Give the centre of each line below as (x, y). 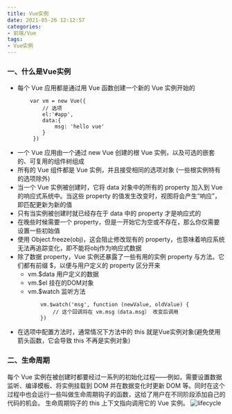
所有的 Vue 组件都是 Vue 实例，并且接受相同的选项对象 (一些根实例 (113, 170)
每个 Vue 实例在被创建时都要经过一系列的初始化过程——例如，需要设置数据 (115, 376)
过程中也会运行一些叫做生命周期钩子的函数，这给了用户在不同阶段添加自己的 (116, 394)
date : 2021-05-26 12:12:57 (46, 20)
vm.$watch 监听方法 (56, 292)
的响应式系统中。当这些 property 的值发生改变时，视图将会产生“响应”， (119, 196)
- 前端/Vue (22, 33)
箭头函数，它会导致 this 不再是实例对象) (74, 340)
